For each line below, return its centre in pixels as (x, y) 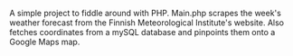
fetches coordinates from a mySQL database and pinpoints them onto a (142, 32)
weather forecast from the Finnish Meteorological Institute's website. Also (147, 23)
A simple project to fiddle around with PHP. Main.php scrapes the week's (146, 13)
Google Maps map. (45, 42)
